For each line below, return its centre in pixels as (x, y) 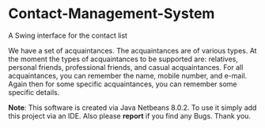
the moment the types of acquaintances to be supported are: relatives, (123, 59)
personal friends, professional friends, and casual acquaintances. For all (126, 67)
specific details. (34, 92)
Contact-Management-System (112, 14)
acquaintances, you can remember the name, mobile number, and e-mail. (128, 75)
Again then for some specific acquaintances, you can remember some (123, 84)
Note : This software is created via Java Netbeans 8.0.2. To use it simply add (132, 108)
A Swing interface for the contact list (68, 35)
